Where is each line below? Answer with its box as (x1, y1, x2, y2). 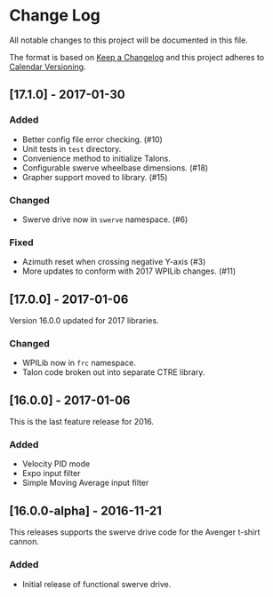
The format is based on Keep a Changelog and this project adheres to (9, 52, 265, 62)
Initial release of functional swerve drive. (21, 578, 172, 589)
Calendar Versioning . (9, 61, 86, 72)
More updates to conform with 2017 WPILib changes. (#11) (21, 266, 237, 276)
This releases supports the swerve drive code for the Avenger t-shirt (9, 527, 261, 537)
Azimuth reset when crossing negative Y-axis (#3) (21, 257, 206, 267)
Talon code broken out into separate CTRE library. (21, 367, 205, 378)
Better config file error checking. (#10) (21, 134, 163, 145)
